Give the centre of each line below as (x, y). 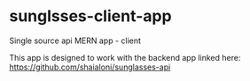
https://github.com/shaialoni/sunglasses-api (90, 67)
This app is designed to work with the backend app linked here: (125, 57)
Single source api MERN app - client (75, 40)
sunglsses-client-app (90, 16)
